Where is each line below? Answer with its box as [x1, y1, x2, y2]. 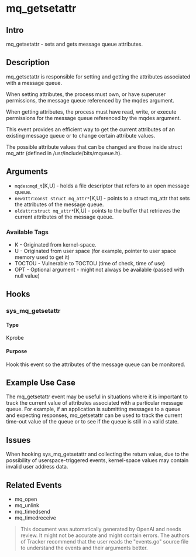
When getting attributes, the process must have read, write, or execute [6, 108, 177, 115]
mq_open [14, 496, 37, 503]
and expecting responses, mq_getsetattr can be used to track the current [6, 412, 183, 419]
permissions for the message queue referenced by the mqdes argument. [6, 114, 181, 121]
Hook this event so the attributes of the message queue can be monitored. [6, 361, 185, 368]
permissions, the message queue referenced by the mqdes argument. [6, 97, 174, 104]
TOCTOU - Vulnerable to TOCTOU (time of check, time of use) [14, 259, 166, 266]
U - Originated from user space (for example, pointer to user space [14, 247, 177, 254]
